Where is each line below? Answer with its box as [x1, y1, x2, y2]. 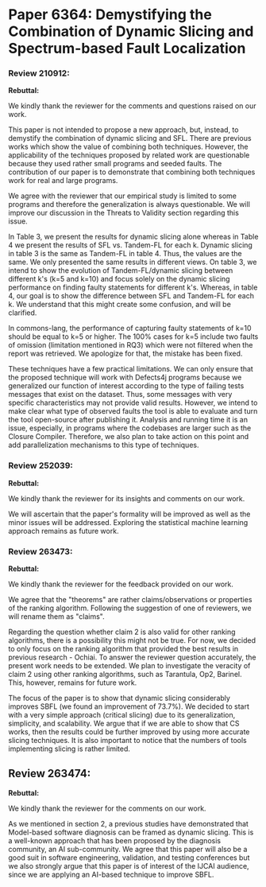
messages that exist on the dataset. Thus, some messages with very [8, 390, 233, 399]
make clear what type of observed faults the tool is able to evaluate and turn [8, 407, 258, 416]
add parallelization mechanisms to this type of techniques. [8, 440, 199, 450]
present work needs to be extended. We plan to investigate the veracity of [8, 661, 251, 671]
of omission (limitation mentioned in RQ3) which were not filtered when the [8, 340, 253, 350]
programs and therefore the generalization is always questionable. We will [8, 200, 250, 209]
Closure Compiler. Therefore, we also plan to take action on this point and [8, 432, 249, 442]
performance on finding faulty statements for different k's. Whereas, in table [8, 282, 258, 292]
